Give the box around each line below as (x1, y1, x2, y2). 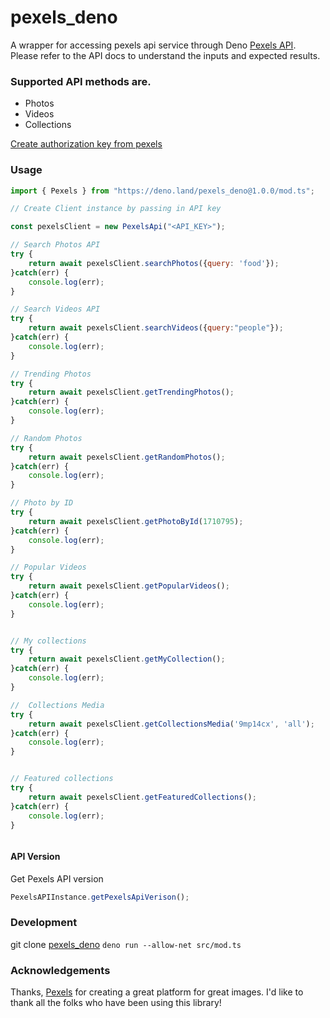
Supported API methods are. (10, 74, 152, 88)
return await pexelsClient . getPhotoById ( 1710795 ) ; (28, 516, 244, 526)
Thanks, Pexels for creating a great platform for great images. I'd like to (10, 986, 304, 998)
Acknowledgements (10, 963, 111, 977)
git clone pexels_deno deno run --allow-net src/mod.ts (10, 938, 242, 950)
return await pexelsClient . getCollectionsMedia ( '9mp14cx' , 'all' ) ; (28, 719, 315, 729)
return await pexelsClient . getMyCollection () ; (28, 654, 226, 665)
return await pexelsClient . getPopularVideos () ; (28, 581, 230, 591)
